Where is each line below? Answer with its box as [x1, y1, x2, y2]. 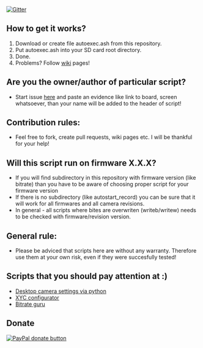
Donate [6, 318, 35, 328]
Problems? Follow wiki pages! [15, 59, 90, 67]
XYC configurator [15, 294, 59, 301]
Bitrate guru [15, 300, 46, 308]
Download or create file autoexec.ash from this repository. [15, 40, 162, 47]
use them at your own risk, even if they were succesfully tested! [15, 254, 177, 261]
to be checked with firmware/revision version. [15, 213, 131, 220]
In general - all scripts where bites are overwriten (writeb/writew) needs [15, 207, 197, 214]
